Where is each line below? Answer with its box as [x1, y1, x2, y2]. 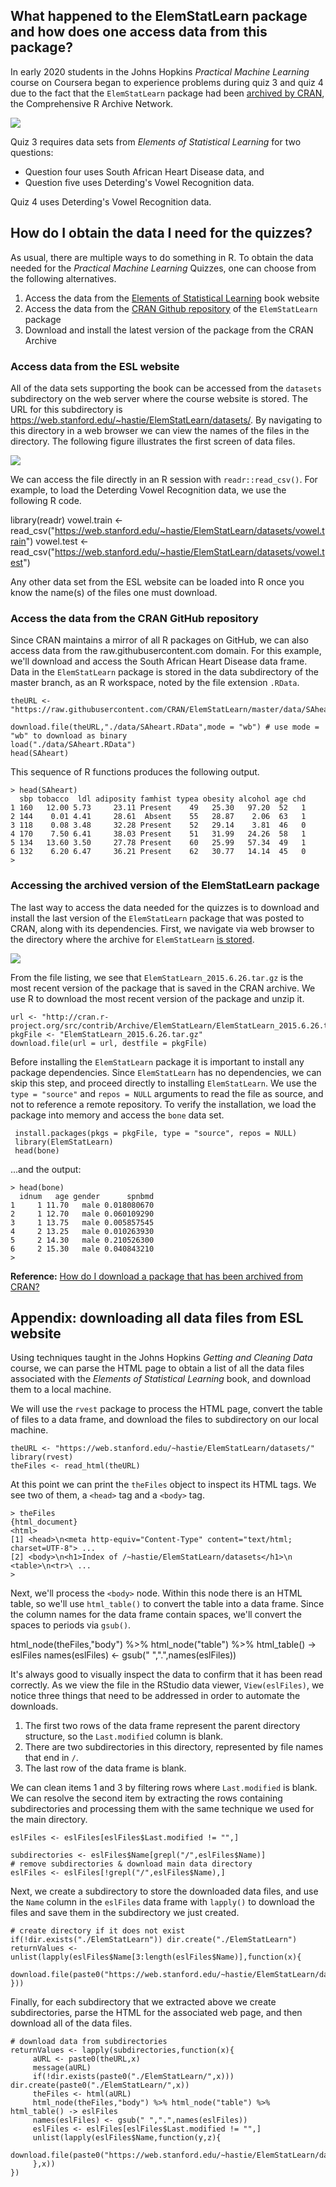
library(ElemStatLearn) [14, 1137, 114, 1147]
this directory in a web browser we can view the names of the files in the [10, 424, 310, 436]
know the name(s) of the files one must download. [10, 586, 218, 598]
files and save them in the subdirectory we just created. [10, 1907, 240, 1919]
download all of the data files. [10, 2017, 133, 2029]
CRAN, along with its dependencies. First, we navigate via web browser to [10, 922, 315, 934]
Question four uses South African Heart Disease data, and [24, 165, 265, 178]
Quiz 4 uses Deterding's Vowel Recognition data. [10, 195, 212, 208]
